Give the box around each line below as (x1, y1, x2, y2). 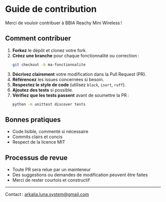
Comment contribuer (5, 34, 71, 43)
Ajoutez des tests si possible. (12, 87, 74, 93)
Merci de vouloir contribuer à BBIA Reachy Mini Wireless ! (5, 20, 122, 26)
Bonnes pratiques (5, 115, 61, 124)
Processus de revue (5, 153, 68, 162)
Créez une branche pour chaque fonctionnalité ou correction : (12, 52, 139, 58)
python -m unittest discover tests (12, 101, 86, 107)
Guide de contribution (5, 3, 97, 15)
